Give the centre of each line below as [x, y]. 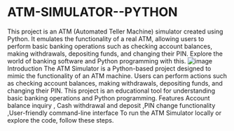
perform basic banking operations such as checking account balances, [110, 46]
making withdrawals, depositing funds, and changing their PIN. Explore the [115, 54]
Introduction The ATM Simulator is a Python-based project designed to [109, 68]
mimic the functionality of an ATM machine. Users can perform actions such [117, 76]
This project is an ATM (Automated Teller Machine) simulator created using [115, 31]
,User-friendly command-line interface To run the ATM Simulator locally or [115, 113]
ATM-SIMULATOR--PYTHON [92, 12]
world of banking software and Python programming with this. [97, 61]
